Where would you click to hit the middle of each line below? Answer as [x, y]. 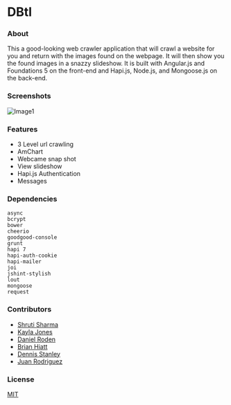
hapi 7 [17, 250]
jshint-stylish [29, 274]
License [21, 379]
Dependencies [32, 199]
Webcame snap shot [46, 159]
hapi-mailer [24, 262]
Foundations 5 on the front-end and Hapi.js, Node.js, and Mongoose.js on [112, 71]
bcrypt [17, 219]
